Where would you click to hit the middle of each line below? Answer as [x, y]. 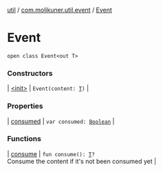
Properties [25, 106]
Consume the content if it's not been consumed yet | [82, 161]
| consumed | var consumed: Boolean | [61, 121]
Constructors [30, 73]
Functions [24, 139]
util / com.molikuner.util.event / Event [59, 10]
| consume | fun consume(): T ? [51, 153]
